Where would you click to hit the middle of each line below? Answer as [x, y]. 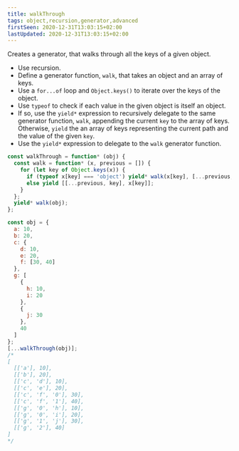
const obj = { [28, 223]
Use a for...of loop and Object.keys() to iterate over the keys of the [119, 90]
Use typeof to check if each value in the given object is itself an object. [122, 106]
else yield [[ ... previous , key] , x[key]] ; [90, 183]
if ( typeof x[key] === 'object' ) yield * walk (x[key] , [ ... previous [128, 176]
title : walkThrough [36, 14]
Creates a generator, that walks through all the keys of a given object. [109, 54]
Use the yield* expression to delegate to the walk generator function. [119, 144]
